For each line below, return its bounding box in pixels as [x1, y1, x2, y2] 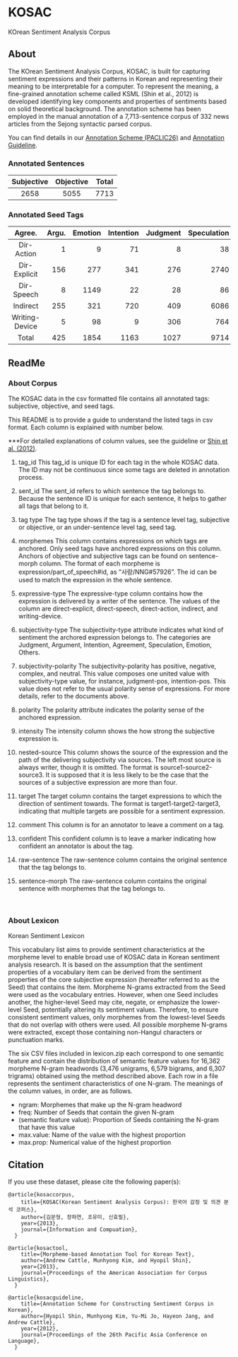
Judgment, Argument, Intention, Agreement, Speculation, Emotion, [18, 641, 213, 649]
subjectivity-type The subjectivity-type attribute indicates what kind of [18, 625, 224, 634]
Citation [8, 1158, 44, 1171]
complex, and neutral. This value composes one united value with [18, 669, 210, 678]
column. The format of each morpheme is [39, 560, 161, 568]
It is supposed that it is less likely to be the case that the [45, 770, 209, 779]
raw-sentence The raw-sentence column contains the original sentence [18, 855, 228, 864]
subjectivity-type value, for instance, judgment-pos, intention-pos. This [18, 677, 227, 686]
